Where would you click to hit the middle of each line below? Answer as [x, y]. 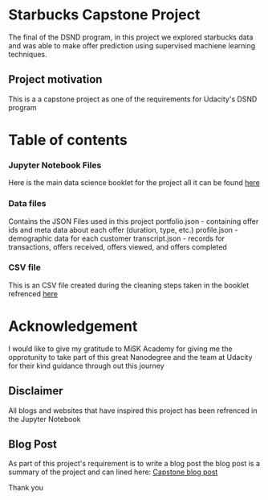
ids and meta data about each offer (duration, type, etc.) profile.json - [123, 229]
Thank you [26, 488]
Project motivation [55, 79]
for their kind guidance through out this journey [86, 366]
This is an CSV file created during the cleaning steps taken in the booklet [129, 285]
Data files [27, 204]
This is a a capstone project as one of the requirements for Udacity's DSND [133, 99]
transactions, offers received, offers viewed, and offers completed [118, 246]
